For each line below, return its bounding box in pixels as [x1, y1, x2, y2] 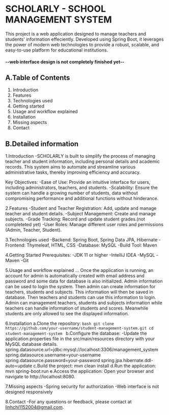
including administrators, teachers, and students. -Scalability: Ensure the [5, 184, 158, 191]
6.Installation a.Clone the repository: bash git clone [5, 320, 115, 326]
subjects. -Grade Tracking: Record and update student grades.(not [5, 216, 145, 222]
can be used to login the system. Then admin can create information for [5, 284, 156, 290]
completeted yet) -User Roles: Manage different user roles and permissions [5, 222, 164, 228]
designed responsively [5, 389, 53, 395]
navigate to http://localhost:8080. [5, 374, 75, 380]
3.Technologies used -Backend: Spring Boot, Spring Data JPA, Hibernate [5, 237, 158, 243]
